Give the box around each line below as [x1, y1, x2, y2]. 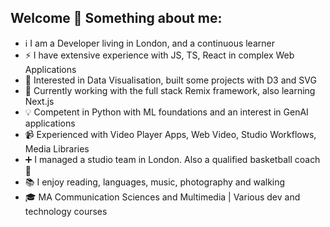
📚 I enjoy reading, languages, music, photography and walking [24, 176, 286, 188]
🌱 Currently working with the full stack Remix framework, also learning [24, 84, 316, 96]
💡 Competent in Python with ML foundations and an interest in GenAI [24, 106, 309, 118]
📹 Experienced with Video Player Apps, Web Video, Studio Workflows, [24, 128, 317, 140]
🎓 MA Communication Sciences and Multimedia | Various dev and [24, 191, 301, 203]
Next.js [24, 95, 55, 107]
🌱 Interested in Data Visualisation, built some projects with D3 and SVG [24, 74, 317, 86]
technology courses [24, 205, 108, 217]
